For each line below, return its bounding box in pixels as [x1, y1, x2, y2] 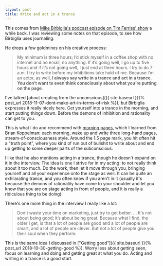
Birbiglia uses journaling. [5, 35, 54, 41]
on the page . [17, 85, 43, 91]
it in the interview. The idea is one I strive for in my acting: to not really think [5, 160, 157, 166]
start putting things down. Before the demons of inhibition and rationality [5, 110, 151, 116]
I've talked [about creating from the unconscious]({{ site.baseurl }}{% [5, 94, 145, 100]
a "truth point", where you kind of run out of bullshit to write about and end [5, 140, 155, 146]
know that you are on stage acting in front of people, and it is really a [5, 186, 143, 192]
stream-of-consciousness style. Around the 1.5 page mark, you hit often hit [5, 135, 156, 141]
